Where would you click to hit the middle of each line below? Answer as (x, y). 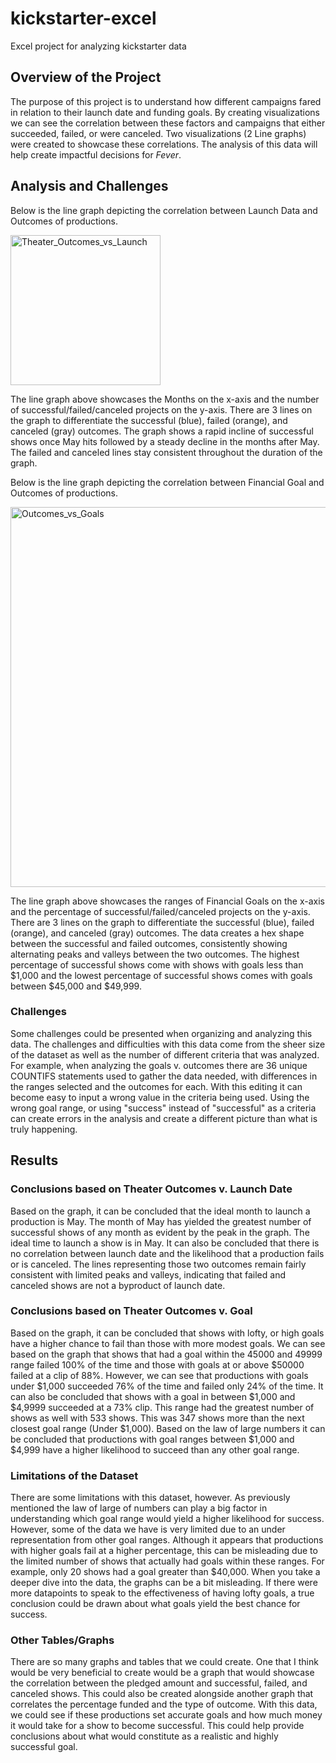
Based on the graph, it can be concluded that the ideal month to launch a (160, 1211)
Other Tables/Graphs (62, 1640)
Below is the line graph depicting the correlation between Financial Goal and (167, 482)
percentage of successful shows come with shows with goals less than (157, 964)
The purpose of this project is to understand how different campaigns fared (166, 101)
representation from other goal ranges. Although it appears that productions (167, 1540)
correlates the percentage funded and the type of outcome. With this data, (164, 1704)
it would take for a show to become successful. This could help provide (157, 1726)
